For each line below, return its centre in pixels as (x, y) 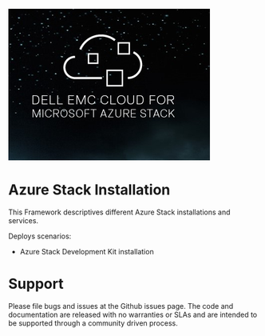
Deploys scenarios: (40, 236)
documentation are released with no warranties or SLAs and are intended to (133, 314)
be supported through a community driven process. (93, 323)
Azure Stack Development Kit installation (87, 251)
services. (23, 220)
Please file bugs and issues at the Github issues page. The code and (121, 306)
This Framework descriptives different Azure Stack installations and (119, 212)
